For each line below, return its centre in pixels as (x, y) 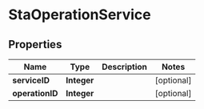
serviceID (31, 80)
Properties (35, 44)
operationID (35, 93)
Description (124, 67)
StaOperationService (80, 15)
